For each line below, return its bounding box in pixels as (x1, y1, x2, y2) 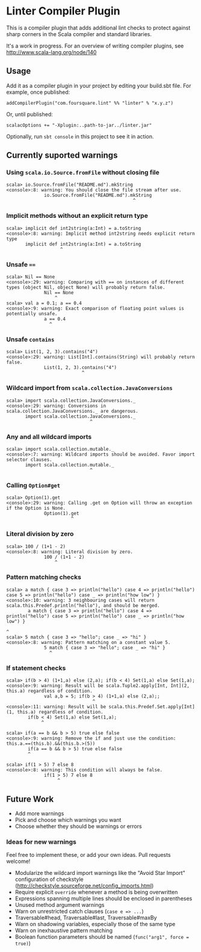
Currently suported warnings (6, 150, 118, 161)
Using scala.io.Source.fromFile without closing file (6, 168, 159, 177)
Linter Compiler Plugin (6, 4, 120, 18)
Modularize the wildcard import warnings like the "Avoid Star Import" (14, 870, 185, 877)
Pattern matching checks (6, 573, 81, 581)
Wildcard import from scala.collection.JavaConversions (6, 384, 173, 392)
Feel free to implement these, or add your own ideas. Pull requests (6, 852, 171, 859)
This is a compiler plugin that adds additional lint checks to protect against (6, 24, 191, 31)
